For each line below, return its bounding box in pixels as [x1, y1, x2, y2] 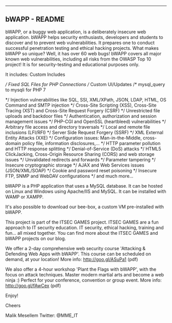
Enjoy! [5, 292, 19, 298]
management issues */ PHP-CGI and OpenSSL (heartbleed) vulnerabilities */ [5, 118, 166, 125]
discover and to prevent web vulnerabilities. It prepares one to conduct [5, 39, 155, 46]
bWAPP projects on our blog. [5, 235, 67, 241]
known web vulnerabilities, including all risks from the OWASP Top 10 [5, 56, 152, 62]
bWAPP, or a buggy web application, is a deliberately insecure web [5, 29, 146, 35]
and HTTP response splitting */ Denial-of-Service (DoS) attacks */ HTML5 [5, 146, 161, 152]
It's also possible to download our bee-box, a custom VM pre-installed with [5, 204, 164, 210]
